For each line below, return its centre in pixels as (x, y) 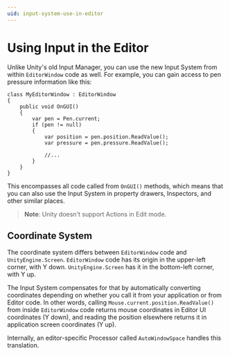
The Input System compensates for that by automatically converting (104, 288)
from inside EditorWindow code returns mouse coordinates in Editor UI (107, 310)
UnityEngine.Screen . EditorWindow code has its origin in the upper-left (106, 260)
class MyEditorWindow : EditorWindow (62, 94)
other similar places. (36, 201)
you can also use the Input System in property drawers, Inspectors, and (109, 193)
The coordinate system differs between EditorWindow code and (97, 253)
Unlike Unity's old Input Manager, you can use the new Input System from (112, 67)
